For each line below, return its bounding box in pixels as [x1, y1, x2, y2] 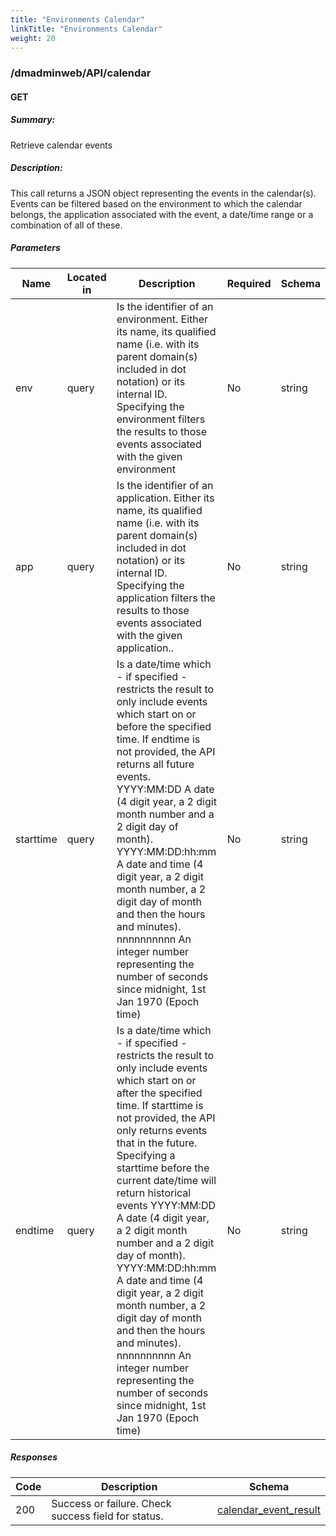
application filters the [116, 591, 216, 605]
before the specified [116, 719, 212, 733]
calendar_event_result [217, 1502, 321, 1516]
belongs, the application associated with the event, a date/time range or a [10, 208, 314, 220]
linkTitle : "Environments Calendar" [10, 24, 163, 34]
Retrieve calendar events [10, 139, 113, 151]
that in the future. [116, 1136, 198, 1150]
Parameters [10, 242, 61, 254]
